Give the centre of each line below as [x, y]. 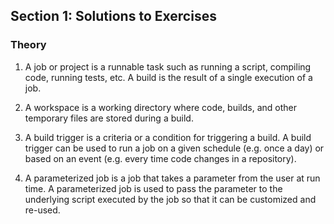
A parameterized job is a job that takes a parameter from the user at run [172, 178]
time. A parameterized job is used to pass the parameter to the [153, 188]
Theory [28, 45]
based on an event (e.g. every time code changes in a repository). [160, 158]
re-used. [42, 210]
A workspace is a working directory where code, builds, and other [161, 107]
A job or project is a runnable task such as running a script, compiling [168, 66]
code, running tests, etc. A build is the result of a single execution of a [168, 77]
